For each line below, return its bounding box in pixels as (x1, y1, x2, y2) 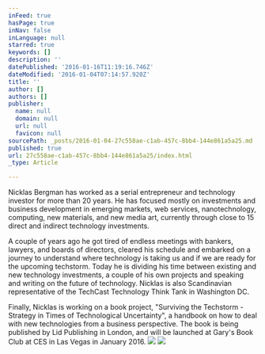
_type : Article (8, 159, 59, 167)
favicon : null (15, 129, 62, 137)
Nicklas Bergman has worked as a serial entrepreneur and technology (8, 188, 236, 197)
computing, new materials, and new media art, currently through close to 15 (8, 213, 255, 223)
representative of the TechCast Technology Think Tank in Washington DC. (8, 287, 250, 297)
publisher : (8, 100, 44, 108)
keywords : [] (8, 48, 51, 56)
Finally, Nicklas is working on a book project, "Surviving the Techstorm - (8, 303, 244, 312)
